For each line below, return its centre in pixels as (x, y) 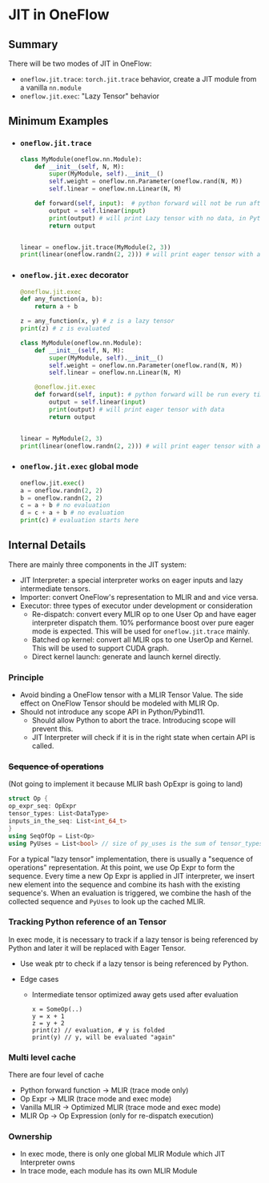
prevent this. (52, 729)
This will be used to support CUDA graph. (100, 648)
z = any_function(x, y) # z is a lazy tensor (97, 321)
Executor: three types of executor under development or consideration (137, 606)
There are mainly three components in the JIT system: (97, 564)
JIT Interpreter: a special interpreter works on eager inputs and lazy (131, 580)
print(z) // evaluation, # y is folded (98, 1030)
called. (43, 746)
